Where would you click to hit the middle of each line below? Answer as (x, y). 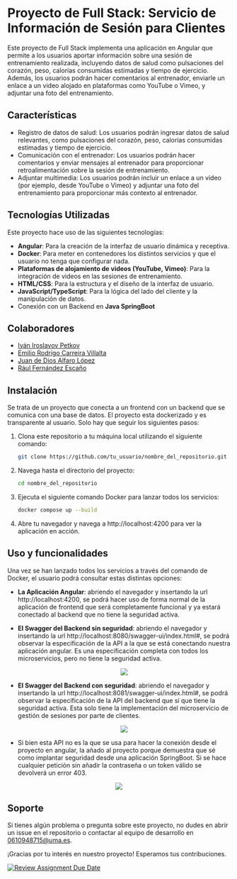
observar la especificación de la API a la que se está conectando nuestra (124, 643)
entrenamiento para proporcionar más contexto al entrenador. (108, 192)
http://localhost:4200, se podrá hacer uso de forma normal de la (111, 599)
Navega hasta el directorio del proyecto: (76, 470)
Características (42, 115)
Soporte (25, 808)
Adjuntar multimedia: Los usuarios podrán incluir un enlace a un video (119, 177)
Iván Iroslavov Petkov (48, 345)
